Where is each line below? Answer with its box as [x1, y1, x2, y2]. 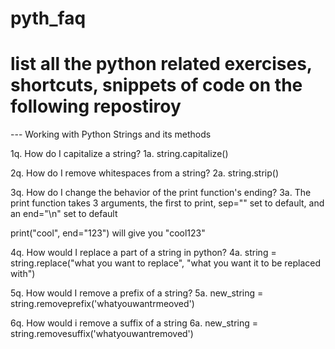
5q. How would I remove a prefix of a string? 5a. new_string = [10, 287, 264, 299]
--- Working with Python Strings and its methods [10, 128, 212, 141]
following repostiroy [10, 95, 182, 118]
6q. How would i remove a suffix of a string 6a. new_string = [10, 317, 259, 329]
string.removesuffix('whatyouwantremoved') [10, 328, 194, 340]
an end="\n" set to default [10, 208, 118, 220]
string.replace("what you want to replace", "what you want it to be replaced [10, 257, 322, 269]
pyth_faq [10, 7, 87, 30]
